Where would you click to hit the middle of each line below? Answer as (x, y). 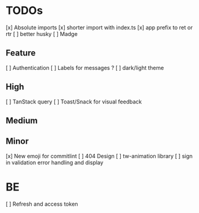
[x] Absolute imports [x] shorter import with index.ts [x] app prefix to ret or (99, 27)
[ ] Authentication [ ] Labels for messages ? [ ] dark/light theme (85, 68)
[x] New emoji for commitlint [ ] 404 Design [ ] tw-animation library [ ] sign (99, 156)
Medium (22, 120)
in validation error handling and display (55, 162)
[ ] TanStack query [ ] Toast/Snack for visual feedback (74, 102)
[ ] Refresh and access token (42, 204)
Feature (21, 53)
